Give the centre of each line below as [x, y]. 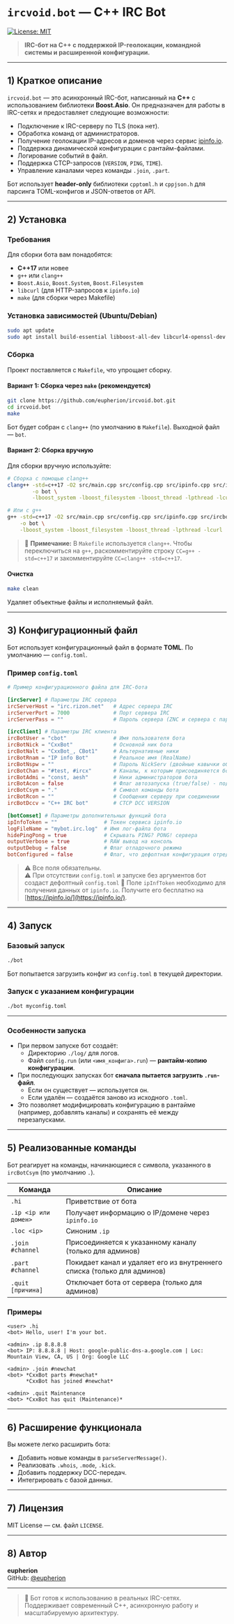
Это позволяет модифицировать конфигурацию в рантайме [106, 1105]
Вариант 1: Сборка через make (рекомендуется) [79, 386]
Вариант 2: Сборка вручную [50, 450]
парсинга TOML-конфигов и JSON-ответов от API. [81, 191]
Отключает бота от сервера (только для [134, 1282]
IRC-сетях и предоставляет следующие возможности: [88, 112]
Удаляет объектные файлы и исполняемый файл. [80, 602]
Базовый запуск [36, 946]
